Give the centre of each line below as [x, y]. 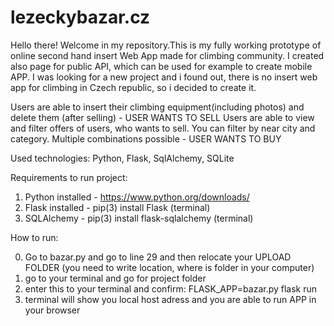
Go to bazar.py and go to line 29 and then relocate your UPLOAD [158, 257]
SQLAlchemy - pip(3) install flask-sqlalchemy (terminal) [139, 218]
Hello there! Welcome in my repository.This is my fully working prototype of [166, 45]
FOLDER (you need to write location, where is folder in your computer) [169, 267]
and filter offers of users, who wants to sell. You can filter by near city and [163, 128]
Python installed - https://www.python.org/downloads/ [137, 197]
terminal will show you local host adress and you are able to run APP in [170, 299]
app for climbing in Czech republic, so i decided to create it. [133, 87]
